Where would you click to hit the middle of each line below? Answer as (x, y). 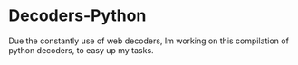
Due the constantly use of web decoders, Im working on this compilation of (149, 41)
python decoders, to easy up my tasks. (82, 50)
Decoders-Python (77, 16)
